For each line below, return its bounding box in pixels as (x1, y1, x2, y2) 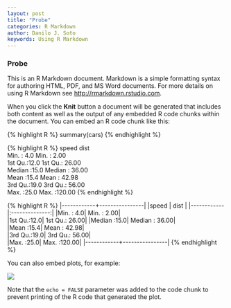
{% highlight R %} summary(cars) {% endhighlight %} (7, 131, 162, 139)
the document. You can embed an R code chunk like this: (7, 117, 170, 125)
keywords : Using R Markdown (7, 36, 89, 43)
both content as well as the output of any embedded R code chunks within (7, 110, 220, 118)
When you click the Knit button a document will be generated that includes (7, 102, 221, 111)
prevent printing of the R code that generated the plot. (7, 293, 162, 301)
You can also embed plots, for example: (7, 259, 121, 267)
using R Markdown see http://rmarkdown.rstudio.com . (7, 89, 162, 98)
